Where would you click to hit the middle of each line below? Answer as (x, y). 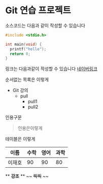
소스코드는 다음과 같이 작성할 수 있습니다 (45, 25)
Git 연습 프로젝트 (38, 10)
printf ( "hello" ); (28, 49)
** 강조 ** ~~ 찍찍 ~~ (27, 176)
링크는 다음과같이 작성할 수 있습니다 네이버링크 (52, 69)
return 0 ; (20, 54)
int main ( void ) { (24, 44)
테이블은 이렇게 (20, 139)
